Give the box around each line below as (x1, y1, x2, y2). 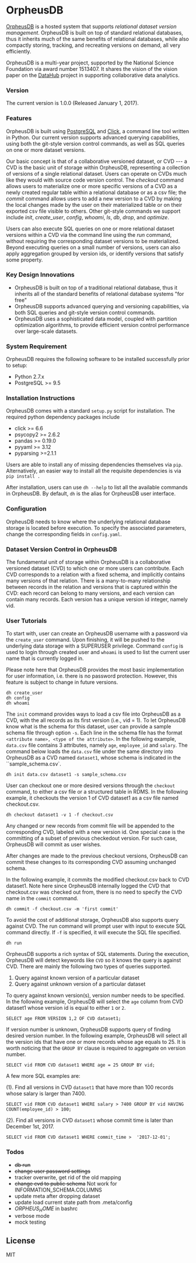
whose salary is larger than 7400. (6, 1090, 86, 1097)
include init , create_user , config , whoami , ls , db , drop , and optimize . (6, 213, 169, 220)
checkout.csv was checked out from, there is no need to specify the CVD (6, 888, 183, 896)
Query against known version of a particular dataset (14, 974, 140, 982)
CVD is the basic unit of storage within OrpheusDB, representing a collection (6, 164, 190, 171)
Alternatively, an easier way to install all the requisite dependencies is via (6, 467, 182, 475)
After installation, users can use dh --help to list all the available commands (6, 484, 188, 491)
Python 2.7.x (14, 373, 45, 380)
